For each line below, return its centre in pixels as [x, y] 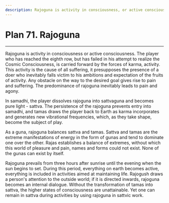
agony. [12, 91]
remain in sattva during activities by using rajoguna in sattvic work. [74, 195]
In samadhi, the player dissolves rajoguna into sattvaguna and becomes [79, 101]
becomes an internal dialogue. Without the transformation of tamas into [79, 184]
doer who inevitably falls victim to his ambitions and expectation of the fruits [84, 75]
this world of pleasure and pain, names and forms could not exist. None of [82, 148]
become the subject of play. [34, 122]
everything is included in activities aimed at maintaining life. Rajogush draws [84, 174]
